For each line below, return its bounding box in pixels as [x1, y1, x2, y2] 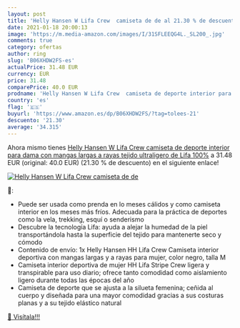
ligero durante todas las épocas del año [17, 276, 134, 284]
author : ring [7, 51, 46, 58]
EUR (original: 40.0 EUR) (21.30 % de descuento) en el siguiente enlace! [7, 158, 219, 167]
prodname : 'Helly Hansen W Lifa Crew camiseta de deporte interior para [7, 90, 232, 97]
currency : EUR [7, 70, 50, 77]
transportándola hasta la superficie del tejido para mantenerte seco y [17, 230, 221, 239]
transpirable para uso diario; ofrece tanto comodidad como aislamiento [17, 268, 227, 277]
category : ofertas [7, 44, 62, 51]
